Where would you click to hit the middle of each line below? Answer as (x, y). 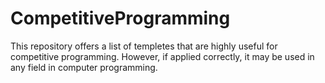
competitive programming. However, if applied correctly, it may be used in (162, 56)
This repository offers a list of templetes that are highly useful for (144, 46)
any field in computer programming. (84, 67)
